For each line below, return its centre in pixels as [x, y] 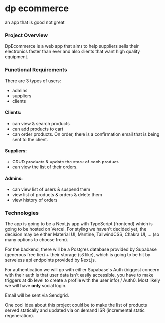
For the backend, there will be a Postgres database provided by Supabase [81, 249]
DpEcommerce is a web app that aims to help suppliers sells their [72, 46]
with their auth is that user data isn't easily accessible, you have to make [79, 275]
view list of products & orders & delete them [57, 195]
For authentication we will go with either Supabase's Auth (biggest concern [82, 270]
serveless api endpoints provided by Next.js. [51, 260]
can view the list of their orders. [45, 167]
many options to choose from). [37, 240]
